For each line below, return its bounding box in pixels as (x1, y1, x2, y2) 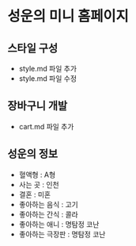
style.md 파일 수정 (18, 74, 77, 83)
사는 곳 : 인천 (18, 179, 60, 189)
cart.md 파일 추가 (18, 121, 74, 131)
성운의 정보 (7, 148, 59, 161)
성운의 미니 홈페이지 (7, 7, 130, 25)
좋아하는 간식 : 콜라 (18, 209, 78, 219)
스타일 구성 (7, 41, 59, 55)
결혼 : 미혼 (18, 190, 51, 199)
